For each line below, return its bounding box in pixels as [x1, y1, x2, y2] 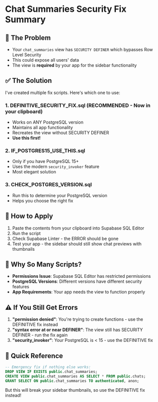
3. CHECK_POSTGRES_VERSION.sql [5, 181, 92, 188]
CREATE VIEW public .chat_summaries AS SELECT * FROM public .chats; [5, 373, 146, 379]
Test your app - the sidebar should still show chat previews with [12, 240, 142, 247]
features [12, 284, 29, 290]
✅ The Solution [5, 76, 53, 85]
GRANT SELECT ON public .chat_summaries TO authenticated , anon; [5, 378, 139, 383]
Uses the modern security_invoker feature [12, 164, 100, 169]
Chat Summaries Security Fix [5, 3, 127, 15]
